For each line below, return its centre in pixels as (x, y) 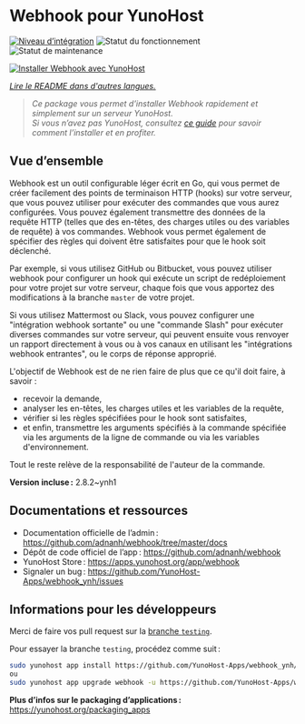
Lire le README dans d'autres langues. (83, 85)
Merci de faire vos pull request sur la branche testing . (111, 631)
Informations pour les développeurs (113, 609)
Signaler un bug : (54, 571)
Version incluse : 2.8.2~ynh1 (63, 482)
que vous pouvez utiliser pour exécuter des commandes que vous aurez (144, 202)
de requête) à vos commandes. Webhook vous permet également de (138, 231)
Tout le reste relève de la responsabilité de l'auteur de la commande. (138, 464)
